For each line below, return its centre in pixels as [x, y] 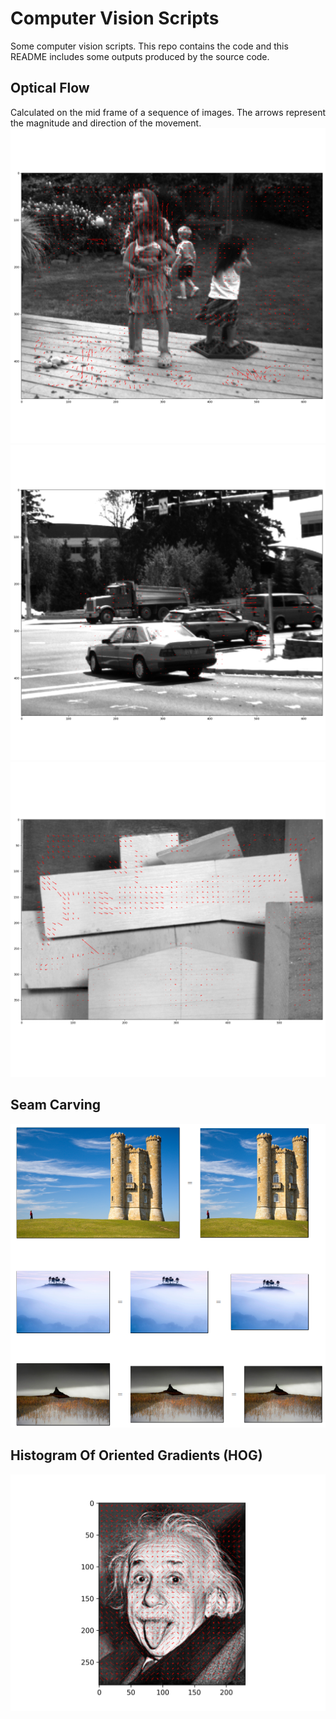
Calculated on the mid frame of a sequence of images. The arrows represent [168, 112]
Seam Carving [56, 1105]
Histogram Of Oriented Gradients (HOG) [136, 1455]
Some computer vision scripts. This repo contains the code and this [149, 46]
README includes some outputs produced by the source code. [140, 56]
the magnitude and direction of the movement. [106, 123]
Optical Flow [50, 88]
